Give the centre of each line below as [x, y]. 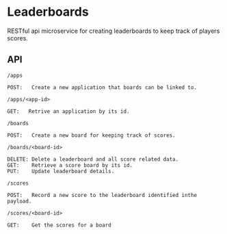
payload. [19, 201]
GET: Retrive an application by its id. [68, 111]
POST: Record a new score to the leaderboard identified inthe [102, 195]
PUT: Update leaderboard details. [61, 171]
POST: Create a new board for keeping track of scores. [91, 135]
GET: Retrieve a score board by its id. [70, 165]
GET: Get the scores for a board [59, 225]
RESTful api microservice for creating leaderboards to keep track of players [113, 31]
